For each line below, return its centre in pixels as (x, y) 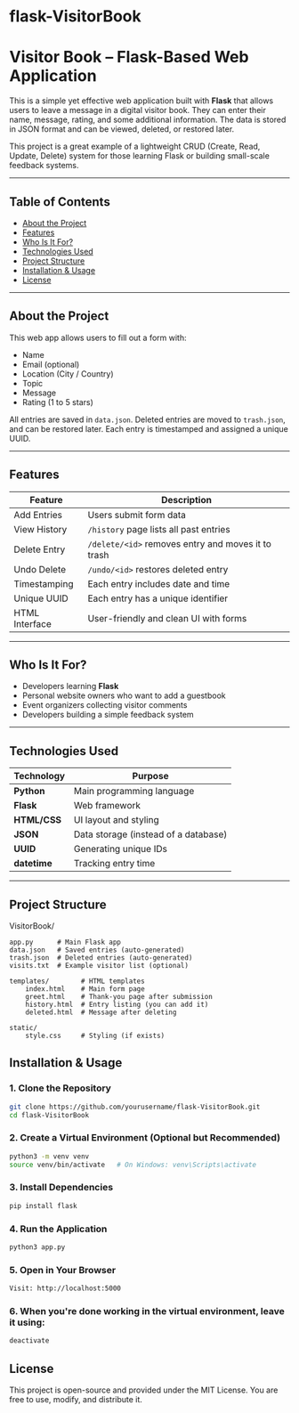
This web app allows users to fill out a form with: (98, 337)
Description (186, 499)
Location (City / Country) (68, 374)
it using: (28, 1322)
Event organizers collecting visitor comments (105, 705)
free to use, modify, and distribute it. (76, 1399)
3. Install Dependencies (61, 1188)
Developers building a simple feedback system (108, 715)
